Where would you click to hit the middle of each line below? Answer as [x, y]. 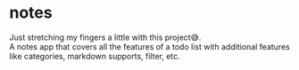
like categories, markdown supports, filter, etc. [95, 56]
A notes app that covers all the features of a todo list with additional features [149, 46]
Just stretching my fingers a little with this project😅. [105, 37]
